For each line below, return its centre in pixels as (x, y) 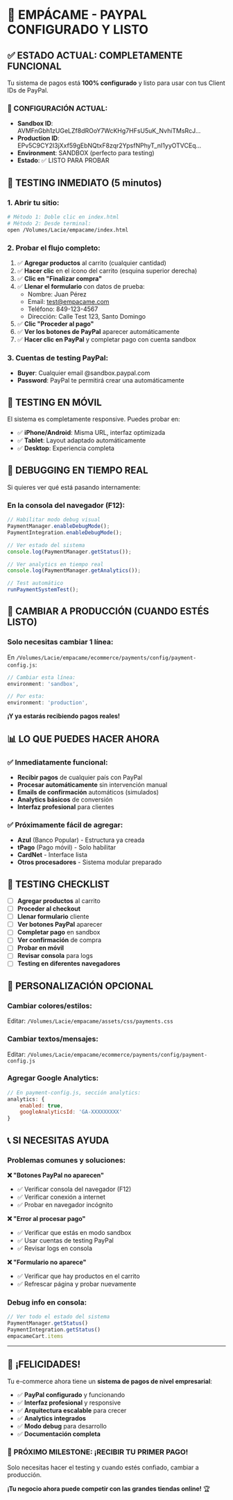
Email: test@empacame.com (68, 301)
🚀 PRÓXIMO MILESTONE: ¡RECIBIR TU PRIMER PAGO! (98, 1452)
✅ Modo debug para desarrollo (62, 1426)
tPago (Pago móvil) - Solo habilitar (67, 847)
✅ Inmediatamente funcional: (58, 762)
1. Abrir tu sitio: (33, 202)
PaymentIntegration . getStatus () (54, 1330)
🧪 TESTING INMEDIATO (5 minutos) (85, 183)
